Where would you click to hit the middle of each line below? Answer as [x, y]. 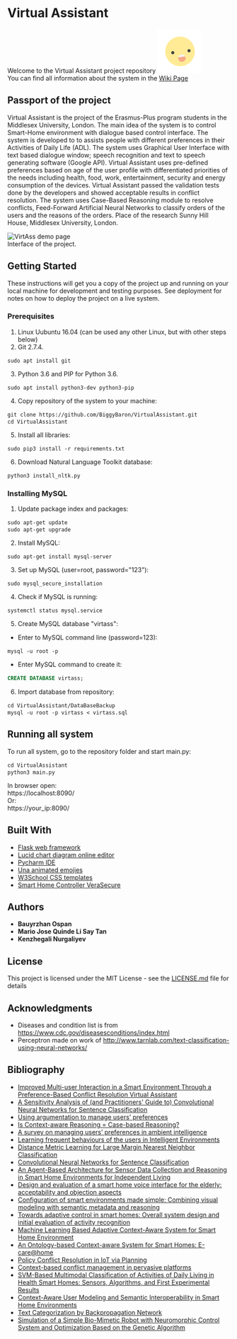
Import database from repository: [66, 692]
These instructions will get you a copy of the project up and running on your [118, 283]
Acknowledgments [50, 1008]
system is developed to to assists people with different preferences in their [116, 140]
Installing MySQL [37, 493]
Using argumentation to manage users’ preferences [93, 1117]
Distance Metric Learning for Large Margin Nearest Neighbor [106, 1147]
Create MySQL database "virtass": [68, 624]
